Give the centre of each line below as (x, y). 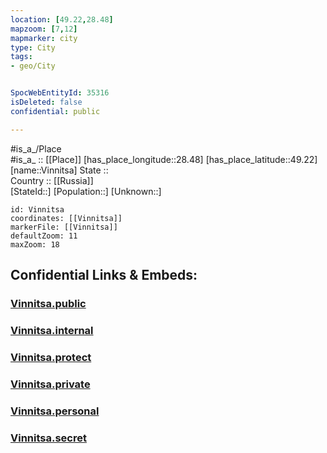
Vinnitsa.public (48, 303)
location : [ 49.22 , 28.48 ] (62, 19)
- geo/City (33, 66)
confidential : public (55, 111)
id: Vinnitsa (37, 209)
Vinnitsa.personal (55, 411)
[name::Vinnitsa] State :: (59, 170)
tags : (21, 57)
